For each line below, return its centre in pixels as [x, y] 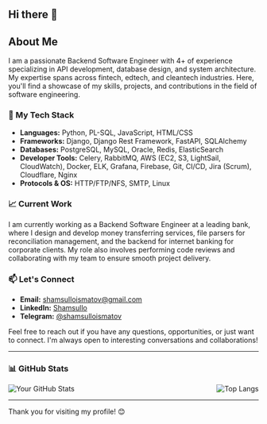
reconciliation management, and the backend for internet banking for [121, 241]
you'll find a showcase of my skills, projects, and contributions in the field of [133, 86]
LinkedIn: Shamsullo [53, 308]
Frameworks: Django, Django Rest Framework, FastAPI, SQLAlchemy [133, 141]
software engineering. [44, 94]
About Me [33, 42]
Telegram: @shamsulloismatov [70, 316]
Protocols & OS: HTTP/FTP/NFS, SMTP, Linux [95, 183]
